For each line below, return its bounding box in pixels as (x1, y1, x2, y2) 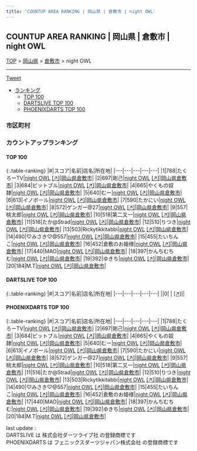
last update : (6, 424, 36, 431)
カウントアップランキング (6, 139, 78, 147)
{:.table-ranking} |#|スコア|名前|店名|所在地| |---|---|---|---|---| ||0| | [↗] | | (6, 290, 185, 297)
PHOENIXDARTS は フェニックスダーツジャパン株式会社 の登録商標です (6, 439, 179, 446)
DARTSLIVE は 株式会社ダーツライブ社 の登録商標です (6, 431, 136, 438)
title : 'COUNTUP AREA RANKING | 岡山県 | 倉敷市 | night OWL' (6, 8, 156, 15)
